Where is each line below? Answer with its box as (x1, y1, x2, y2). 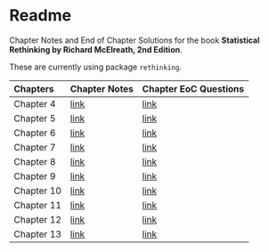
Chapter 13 (13, 228, 62, 240)
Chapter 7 (13, 141, 56, 153)
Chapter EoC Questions (142, 82, 245, 94)
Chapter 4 (13, 97, 56, 110)
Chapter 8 (13, 155, 56, 167)
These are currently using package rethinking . (9, 61, 183, 72)
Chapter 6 (13, 126, 56, 139)
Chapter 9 (13, 170, 56, 183)
